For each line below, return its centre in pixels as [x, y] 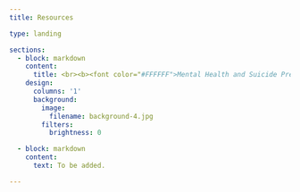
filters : [58, 125]
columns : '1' [57, 91]
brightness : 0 [75, 133]
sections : [28, 50]
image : [54, 108]
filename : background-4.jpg [101, 116]
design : [39, 83]
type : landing [36, 33]
